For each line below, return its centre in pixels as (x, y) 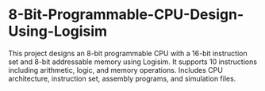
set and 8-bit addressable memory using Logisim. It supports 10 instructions (133, 62)
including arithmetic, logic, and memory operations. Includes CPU (116, 70)
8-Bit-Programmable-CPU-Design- (126, 15)
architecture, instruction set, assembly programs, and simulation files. (122, 78)
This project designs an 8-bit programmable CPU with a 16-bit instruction (128, 53)
